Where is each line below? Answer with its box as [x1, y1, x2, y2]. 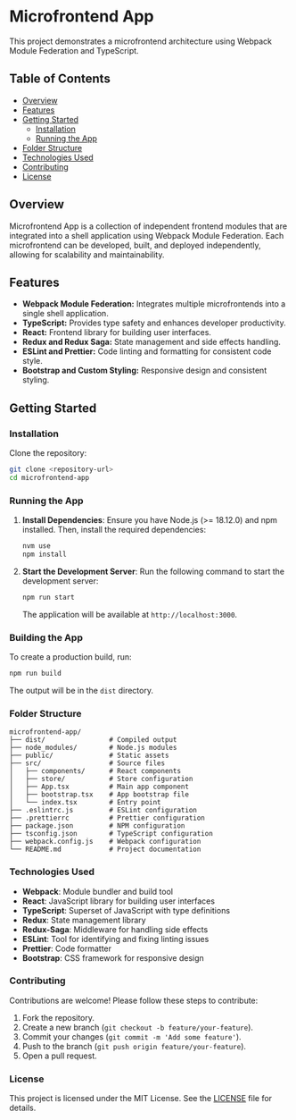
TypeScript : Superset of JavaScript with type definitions [21, 905, 230, 915]
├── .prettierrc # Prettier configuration [9, 813, 205, 823]
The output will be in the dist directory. [9, 685, 154, 695]
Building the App [9, 631, 83, 644]
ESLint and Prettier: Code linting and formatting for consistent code [21, 346, 272, 357]
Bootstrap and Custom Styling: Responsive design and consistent [21, 365, 267, 376]
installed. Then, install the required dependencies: [21, 525, 207, 535]
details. [9, 1102, 37, 1114]
